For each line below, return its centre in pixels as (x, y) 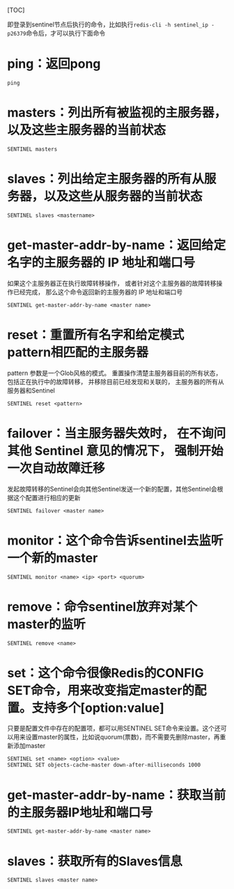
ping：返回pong (54, 64)
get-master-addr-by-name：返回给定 (117, 245)
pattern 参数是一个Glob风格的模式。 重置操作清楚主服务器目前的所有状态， (115, 373)
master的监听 (46, 624)
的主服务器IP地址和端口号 (80, 812)
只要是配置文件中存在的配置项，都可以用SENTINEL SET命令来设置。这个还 (114, 729)
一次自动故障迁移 (56, 468)
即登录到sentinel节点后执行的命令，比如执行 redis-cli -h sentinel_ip (108, 24)
